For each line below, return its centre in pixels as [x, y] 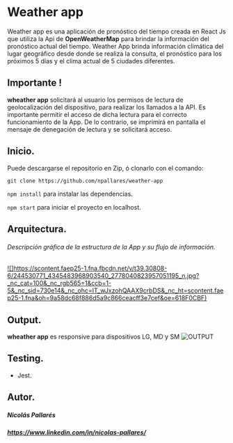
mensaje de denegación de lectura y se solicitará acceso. [90, 129]
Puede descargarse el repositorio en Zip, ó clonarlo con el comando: [105, 168]
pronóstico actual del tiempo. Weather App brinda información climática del [115, 46]
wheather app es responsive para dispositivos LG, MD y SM [94, 336]
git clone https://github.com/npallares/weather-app [85, 181]
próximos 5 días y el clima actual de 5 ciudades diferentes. [91, 61]
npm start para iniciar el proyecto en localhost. [74, 207]
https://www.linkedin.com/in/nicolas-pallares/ [77, 433]
